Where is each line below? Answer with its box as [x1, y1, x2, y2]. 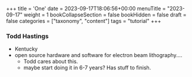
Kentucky [14, 45, 38, 52]
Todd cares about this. [23, 58, 78, 65]
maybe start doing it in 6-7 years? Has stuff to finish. [23, 64, 151, 71]
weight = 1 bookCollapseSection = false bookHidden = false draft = [24, 11, 187, 18]
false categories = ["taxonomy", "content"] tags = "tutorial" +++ [6, 18, 161, 24]
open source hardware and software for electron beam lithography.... [14, 52, 183, 59]
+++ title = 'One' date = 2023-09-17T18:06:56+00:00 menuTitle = [6, 5, 166, 12]
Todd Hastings [6, 32, 49, 40]
